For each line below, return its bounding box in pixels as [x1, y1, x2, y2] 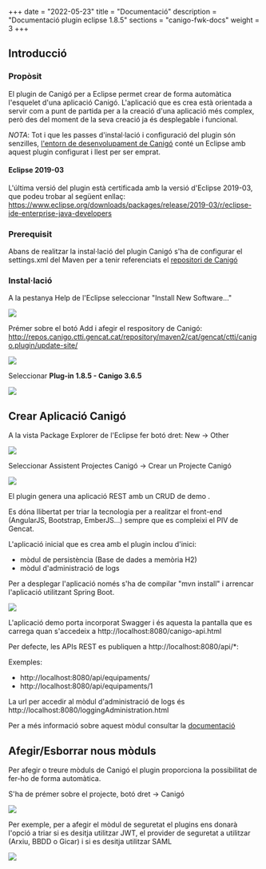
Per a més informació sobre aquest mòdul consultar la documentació [8, 721, 236, 731]
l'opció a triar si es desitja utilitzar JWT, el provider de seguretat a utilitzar [8, 828, 251, 838]
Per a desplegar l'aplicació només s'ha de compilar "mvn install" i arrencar [8, 579, 254, 588]
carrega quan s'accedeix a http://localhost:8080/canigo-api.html [8, 627, 222, 636]
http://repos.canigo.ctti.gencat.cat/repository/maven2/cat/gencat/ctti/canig [8, 332, 257, 342]
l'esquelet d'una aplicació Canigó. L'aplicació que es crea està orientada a [8, 98, 253, 107]
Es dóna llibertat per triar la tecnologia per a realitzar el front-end [8, 507, 222, 516]
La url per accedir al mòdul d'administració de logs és [8, 697, 185, 707]
